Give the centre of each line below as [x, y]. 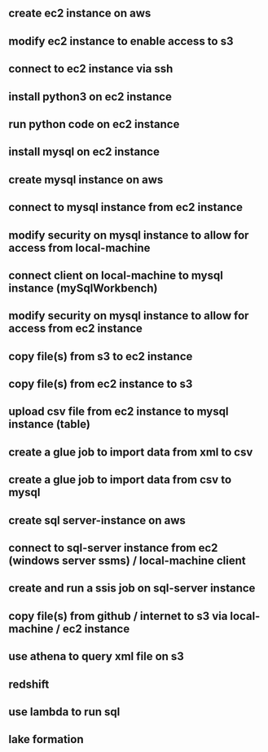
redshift [29, 684]
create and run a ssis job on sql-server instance [132, 589]
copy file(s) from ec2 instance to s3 [101, 384]
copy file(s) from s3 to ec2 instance [101, 356]
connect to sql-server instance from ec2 [113, 548]
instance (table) [50, 424]
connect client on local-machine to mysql [116, 275]
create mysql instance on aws [86, 180]
